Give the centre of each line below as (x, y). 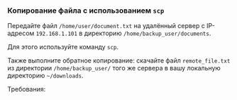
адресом (21, 33)
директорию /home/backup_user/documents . (148, 33)
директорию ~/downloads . (45, 75)
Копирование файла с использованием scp (86, 11)
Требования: (27, 89)
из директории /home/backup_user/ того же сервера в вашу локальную (114, 68)
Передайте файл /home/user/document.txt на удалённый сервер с (106, 26)
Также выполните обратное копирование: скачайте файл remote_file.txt (119, 61)
